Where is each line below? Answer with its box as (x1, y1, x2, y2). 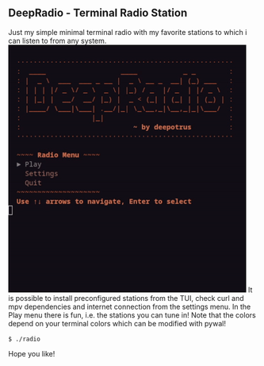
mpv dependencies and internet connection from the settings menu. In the (8, 302, 251, 311)
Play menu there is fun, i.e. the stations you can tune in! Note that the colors (8, 310, 256, 320)
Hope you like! (8, 349, 55, 358)
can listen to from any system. (8, 36, 107, 45)
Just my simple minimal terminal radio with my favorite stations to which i (8, 27, 247, 37)
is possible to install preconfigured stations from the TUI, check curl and (8, 293, 244, 302)
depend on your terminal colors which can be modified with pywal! (8, 318, 226, 328)
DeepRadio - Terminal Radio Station (8, 6, 188, 20)
